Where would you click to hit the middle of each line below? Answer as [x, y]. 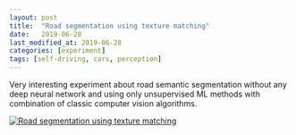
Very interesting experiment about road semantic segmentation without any [148, 84]
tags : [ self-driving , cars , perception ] [86, 59]
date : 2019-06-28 [46, 34]
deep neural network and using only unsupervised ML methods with [135, 94]
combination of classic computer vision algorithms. [103, 103]
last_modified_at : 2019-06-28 [66, 42]
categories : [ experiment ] [57, 51]
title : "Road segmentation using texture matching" [110, 26]
